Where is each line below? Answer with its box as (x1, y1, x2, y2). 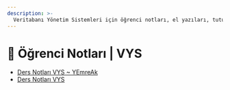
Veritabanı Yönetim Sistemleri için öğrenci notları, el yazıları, (13, 16, 210, 23)
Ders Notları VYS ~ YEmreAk (16, 68, 98, 76)
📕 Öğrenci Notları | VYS (7, 46, 142, 61)
